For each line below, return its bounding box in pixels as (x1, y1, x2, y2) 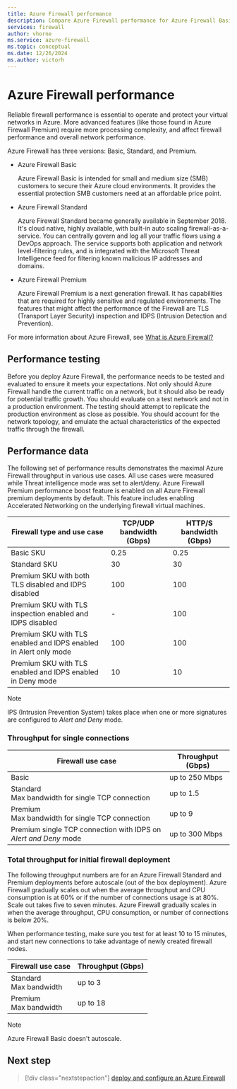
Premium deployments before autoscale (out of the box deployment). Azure (7, 878, 227, 887)
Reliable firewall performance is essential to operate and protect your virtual (7, 110, 228, 119)
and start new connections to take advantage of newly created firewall (7, 937, 212, 945)
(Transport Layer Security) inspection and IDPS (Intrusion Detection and (17, 311, 227, 320)
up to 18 (77, 998, 106, 1008)
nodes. (7, 944, 28, 952)
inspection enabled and (11, 609, 89, 619)
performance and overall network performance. (7, 132, 146, 142)
